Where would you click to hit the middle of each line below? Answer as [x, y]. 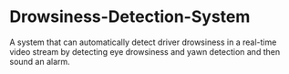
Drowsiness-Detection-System [130, 17]
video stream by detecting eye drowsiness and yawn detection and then [145, 51]
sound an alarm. [40, 61]
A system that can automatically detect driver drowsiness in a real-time [143, 42]
